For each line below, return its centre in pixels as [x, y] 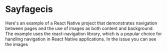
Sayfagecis [29, 9]
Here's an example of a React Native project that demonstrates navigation [81, 23]
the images [17, 44]
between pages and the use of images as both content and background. [79, 28]
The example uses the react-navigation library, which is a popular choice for [84, 33]
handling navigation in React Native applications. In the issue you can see [81, 39]
